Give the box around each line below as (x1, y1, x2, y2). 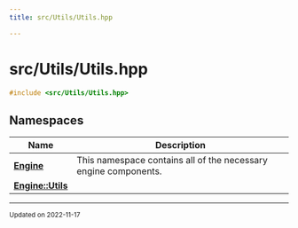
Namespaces (9, 113, 84, 128)
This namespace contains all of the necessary (76, 154, 268, 167)
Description (154, 139, 206, 152)
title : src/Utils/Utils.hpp (9, 12, 114, 22)
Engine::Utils (13, 179, 68, 192)
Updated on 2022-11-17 (9, 210, 81, 220)
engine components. (76, 165, 162, 177)
